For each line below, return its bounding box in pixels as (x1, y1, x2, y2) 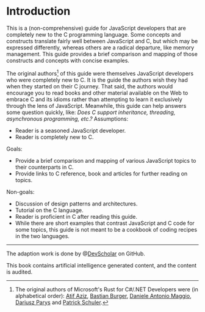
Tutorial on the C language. (15, 206, 84, 214)
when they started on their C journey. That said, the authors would (6, 82, 173, 90)
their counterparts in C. (15, 163, 74, 171)
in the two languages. (15, 232, 70, 239)
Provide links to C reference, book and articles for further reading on (15, 169, 188, 177)
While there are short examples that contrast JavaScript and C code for (15, 219, 195, 227)
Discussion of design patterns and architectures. (15, 200, 138, 207)
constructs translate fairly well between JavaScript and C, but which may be (6, 37, 198, 44)
